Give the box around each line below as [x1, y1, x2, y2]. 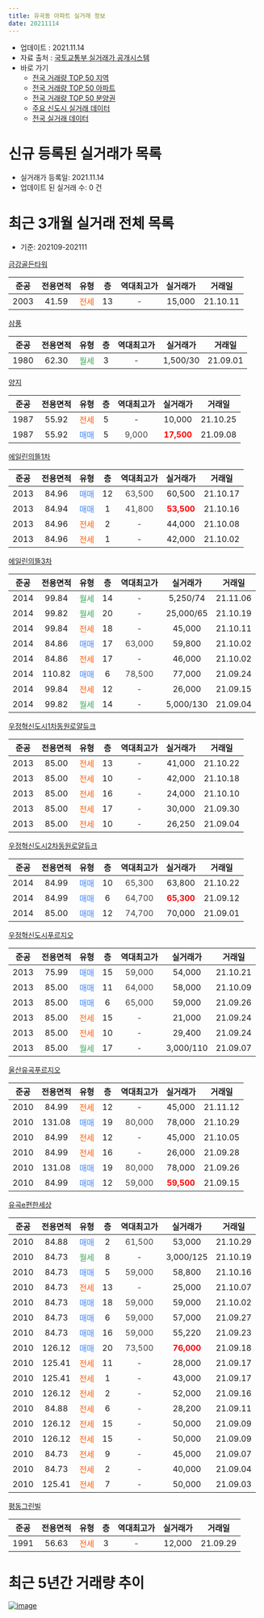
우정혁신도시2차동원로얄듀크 [8, 841, 98, 851]
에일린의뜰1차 [8, 452, 51, 461]
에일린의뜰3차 [8, 557, 52, 566]
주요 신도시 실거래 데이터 [31, 103, 111, 113]
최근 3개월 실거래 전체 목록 [8, 214, 174, 233]
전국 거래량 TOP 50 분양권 [31, 93, 115, 103]
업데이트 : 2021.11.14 [19, 42, 85, 53]
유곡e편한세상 [8, 1200, 52, 1210]
